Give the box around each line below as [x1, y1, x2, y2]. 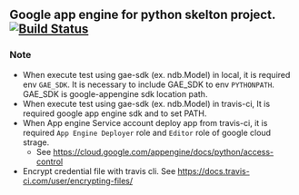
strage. [22, 136, 50, 148]
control [35, 156, 64, 167]
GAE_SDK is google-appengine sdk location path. [22, 88, 208, 99]
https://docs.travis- [177, 165, 250, 176]
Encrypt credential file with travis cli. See [22, 165, 176, 176]
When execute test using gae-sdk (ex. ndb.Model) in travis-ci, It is [22, 98, 271, 109]
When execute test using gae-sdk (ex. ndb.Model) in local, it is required [22, 69, 291, 80]
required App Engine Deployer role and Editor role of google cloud [22, 127, 271, 138]
